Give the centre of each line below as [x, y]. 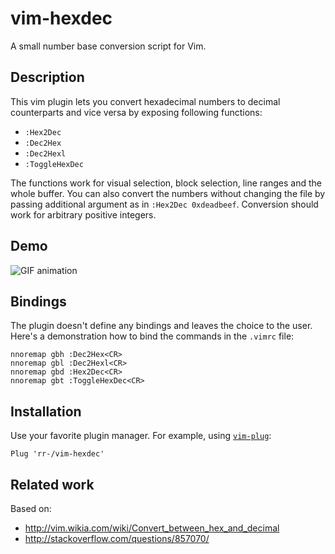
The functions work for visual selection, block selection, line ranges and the [166, 183]
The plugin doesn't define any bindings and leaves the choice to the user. [161, 326]
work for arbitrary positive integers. [83, 214]
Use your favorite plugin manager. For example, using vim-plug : [141, 436]
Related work [52, 484]
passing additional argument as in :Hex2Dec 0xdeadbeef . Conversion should [164, 204]
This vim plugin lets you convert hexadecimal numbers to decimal [145, 101]
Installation [46, 411]
